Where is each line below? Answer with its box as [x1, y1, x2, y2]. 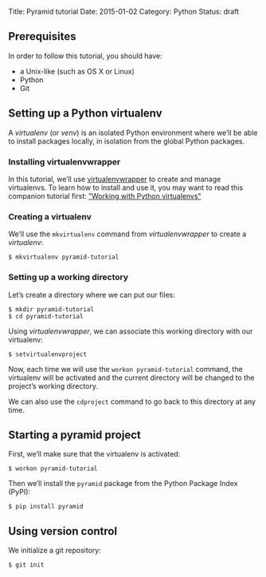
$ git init [8, 561, 45, 569]
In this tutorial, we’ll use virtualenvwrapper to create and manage [8, 174, 221, 184]
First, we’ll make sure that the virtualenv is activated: [8, 449, 181, 459]
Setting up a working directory [8, 271, 129, 283]
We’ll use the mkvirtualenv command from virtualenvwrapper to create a [8, 229, 247, 239]
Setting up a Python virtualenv [8, 107, 162, 121]
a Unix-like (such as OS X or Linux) [19, 66, 135, 76]
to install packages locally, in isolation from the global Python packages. [8, 136, 245, 146]
